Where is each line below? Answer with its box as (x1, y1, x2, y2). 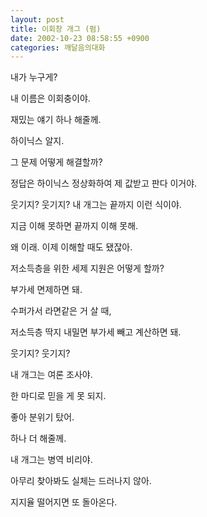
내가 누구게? (10, 71, 58, 83)
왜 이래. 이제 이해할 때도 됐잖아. (10, 241, 133, 253)
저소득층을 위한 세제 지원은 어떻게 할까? (10, 262, 165, 275)
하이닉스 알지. (10, 135, 65, 147)
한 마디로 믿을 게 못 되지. (10, 390, 107, 402)
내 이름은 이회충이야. (10, 92, 91, 105)
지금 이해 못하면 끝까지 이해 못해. (10, 220, 139, 232)
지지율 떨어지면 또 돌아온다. (10, 496, 118, 508)
